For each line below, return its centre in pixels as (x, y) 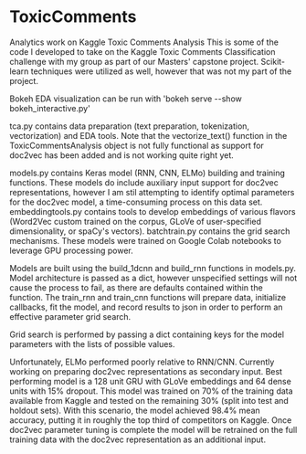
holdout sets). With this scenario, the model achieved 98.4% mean (135, 410)
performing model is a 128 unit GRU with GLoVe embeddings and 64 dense (151, 381)
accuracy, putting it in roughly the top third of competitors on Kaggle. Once (151, 420)
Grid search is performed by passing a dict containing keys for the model (147, 334)
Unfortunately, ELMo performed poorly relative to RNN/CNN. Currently (142, 362)
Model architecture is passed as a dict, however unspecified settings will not (153, 278)
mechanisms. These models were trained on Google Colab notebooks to (145, 240)
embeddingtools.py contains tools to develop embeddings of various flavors (153, 211)
